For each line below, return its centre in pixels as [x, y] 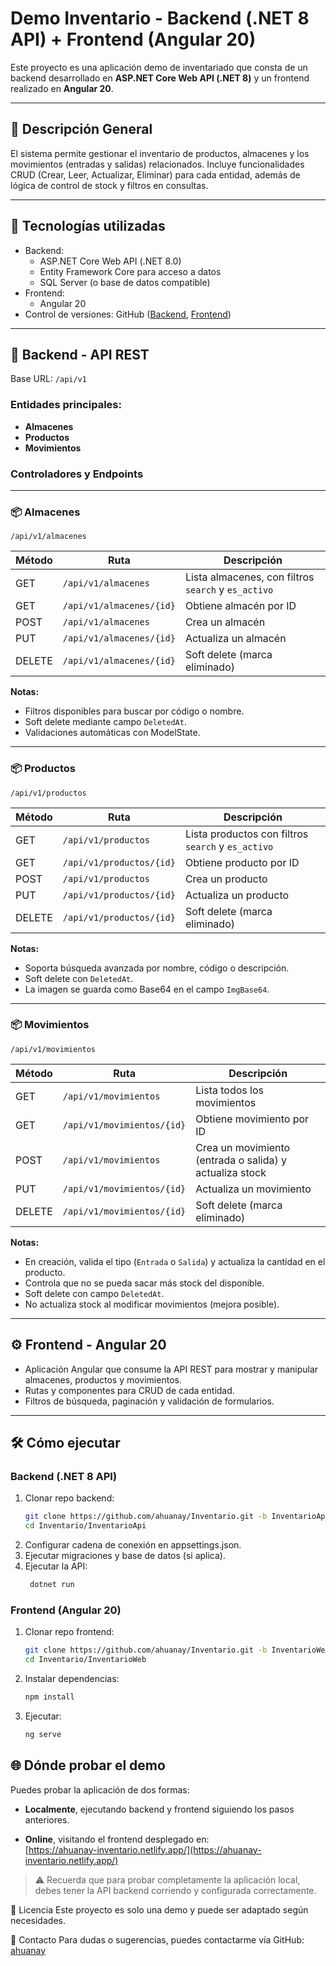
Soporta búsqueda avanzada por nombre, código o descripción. [157, 968]
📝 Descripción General [81, 129]
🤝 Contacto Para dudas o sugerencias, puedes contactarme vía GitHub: [157, 1939]
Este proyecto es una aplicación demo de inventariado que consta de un [159, 67]
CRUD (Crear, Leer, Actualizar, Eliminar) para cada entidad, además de [155, 174]
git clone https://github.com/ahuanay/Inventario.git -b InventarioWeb [177, 1650]
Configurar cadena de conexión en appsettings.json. [133, 1545]
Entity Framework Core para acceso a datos [130, 271]
